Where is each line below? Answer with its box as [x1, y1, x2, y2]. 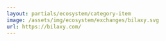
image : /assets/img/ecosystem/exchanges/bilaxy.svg [6, 17, 159, 24]
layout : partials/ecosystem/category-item [6, 10, 131, 17]
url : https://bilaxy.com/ [6, 23, 81, 30]
